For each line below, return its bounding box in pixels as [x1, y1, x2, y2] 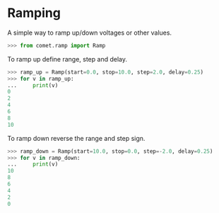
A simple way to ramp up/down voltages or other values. [7, 28, 172, 37]
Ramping [7, 5, 61, 21]
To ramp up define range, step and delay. [7, 54, 127, 63]
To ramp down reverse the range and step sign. [7, 134, 146, 142]
